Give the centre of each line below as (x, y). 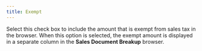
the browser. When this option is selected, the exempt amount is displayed (99, 35)
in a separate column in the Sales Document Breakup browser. (85, 41)
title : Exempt (24, 12)
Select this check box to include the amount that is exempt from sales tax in (101, 29)
